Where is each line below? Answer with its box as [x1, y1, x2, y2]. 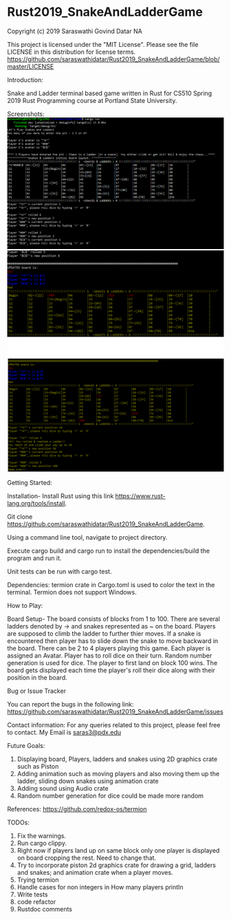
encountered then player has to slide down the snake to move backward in [7, 637, 219, 645]
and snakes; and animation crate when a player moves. [16, 869, 173, 877]
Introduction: [7, 75, 43, 83]
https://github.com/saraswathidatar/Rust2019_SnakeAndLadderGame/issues [7, 708, 223, 716]
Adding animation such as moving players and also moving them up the [16, 770, 220, 778]
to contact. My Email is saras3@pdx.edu [7, 729, 122, 737]
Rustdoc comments [16, 905, 73, 913]
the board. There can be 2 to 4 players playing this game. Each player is [7, 644, 211, 653]
